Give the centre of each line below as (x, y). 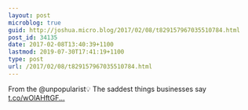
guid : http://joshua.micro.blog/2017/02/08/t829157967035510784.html (124, 30)
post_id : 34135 (33, 37)
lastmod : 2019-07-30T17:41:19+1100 (66, 52)
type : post (26, 60)
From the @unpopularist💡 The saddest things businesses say (107, 89)
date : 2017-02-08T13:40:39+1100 (61, 45)
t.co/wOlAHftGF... (36, 97)
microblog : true (35, 23)
